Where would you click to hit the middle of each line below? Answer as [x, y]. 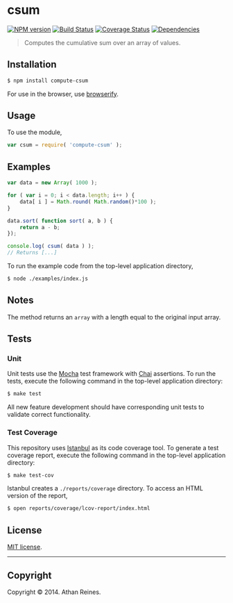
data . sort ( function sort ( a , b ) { [60, 221]
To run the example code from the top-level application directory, [100, 266]
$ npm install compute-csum [48, 81]
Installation [32, 65]
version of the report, [37, 496]
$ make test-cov [31, 475]
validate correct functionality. [49, 415]
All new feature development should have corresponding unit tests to [106, 407]
